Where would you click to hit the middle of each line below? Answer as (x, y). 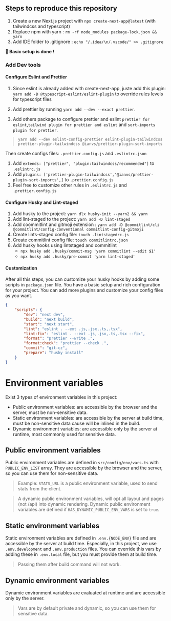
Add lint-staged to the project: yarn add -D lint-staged (71, 219)
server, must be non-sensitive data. (50, 412)
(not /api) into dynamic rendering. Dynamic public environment (84, 504)
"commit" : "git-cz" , (46, 348)
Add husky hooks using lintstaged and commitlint (65, 245)
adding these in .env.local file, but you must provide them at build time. (81, 554)
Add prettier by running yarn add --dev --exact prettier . (74, 109)
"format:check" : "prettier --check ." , (66, 343)
